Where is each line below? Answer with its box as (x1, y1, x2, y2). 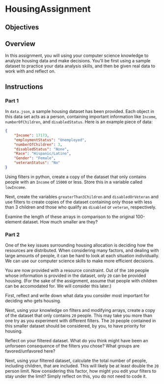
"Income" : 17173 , (14, 133, 50, 138)
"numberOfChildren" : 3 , (14, 142, 63, 147)
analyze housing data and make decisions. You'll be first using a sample (5, 58, 151, 64)
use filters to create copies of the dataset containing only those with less (5, 199, 152, 205)
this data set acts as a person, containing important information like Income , (5, 114, 157, 120)
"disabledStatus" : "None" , (14, 146, 69, 152)
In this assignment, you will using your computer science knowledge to (5, 53, 149, 58)
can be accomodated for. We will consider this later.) (5, 283, 111, 289)
